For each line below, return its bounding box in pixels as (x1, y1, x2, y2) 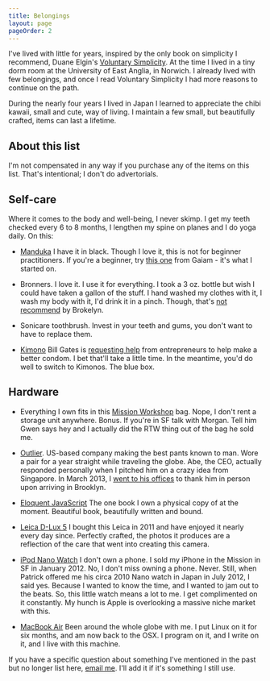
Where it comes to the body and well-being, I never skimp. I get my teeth (8, 214, 251, 223)
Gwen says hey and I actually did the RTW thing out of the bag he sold (19, 424, 254, 434)
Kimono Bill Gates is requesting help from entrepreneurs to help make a (19, 345, 258, 355)
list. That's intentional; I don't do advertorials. (8, 169, 159, 179)
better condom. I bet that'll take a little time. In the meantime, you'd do (19, 354, 254, 363)
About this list (8, 139, 81, 153)
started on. (19, 264, 56, 273)
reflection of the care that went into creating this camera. (19, 539, 210, 549)
